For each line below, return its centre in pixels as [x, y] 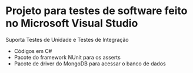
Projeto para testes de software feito [96, 11]
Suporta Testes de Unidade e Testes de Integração [67, 39]
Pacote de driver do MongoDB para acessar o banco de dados [90, 64]
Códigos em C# [33, 51]
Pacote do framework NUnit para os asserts [67, 57]
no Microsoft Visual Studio [72, 23]
